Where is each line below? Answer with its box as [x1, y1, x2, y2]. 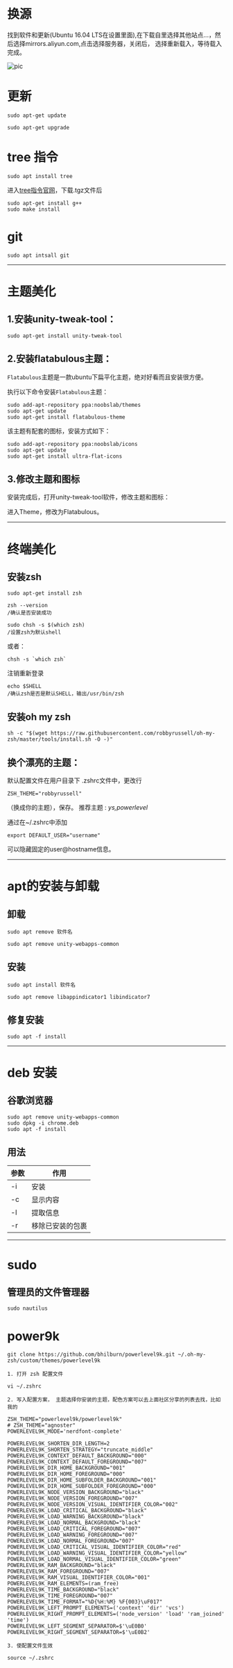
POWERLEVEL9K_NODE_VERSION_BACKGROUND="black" [7, 1489, 144, 1496]
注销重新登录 [7, 669, 44, 677]
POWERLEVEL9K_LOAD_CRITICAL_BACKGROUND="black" [7, 1507, 148, 1514]
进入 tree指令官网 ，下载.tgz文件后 [7, 186, 103, 194]
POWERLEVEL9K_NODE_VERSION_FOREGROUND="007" [7, 1495, 138, 1502]
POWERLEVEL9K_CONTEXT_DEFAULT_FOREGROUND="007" [7, 1459, 148, 1466]
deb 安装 [7, 1065, 58, 1080]
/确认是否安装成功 [7, 609, 52, 616]
